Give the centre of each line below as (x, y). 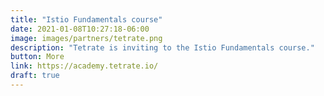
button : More (37, 57)
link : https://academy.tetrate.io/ (84, 66)
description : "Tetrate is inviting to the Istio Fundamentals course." (162, 47)
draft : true (35, 76)
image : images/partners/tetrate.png (86, 38)
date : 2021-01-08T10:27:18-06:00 (80, 29)
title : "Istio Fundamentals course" (86, 19)
